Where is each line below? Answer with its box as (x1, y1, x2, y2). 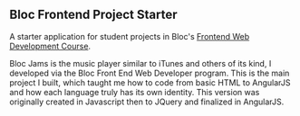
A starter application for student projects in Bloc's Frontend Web (9, 31, 250, 41)
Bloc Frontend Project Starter (9, 7, 178, 22)
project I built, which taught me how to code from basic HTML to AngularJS (9, 76, 292, 88)
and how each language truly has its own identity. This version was (9, 86, 260, 97)
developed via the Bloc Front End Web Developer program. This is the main (9, 67, 290, 78)
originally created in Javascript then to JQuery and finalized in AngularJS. (9, 96, 285, 107)
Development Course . (9, 40, 92, 51)
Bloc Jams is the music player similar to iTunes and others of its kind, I (9, 58, 272, 68)
